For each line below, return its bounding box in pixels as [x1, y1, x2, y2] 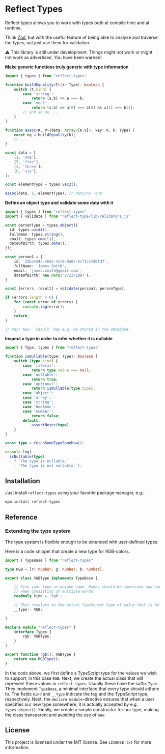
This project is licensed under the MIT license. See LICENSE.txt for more [5, 739, 151, 745]
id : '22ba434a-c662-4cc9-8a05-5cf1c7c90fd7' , [14, 259, 109, 264]
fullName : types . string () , [9, 232, 65, 237]
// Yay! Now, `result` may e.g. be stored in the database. [5, 327, 131, 332]
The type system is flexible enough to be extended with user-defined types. [5, 539, 159, 545]
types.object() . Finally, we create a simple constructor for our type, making [5, 706, 159, 712]
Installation [5, 477, 40, 485]
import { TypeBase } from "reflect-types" [5, 558, 93, 563]
